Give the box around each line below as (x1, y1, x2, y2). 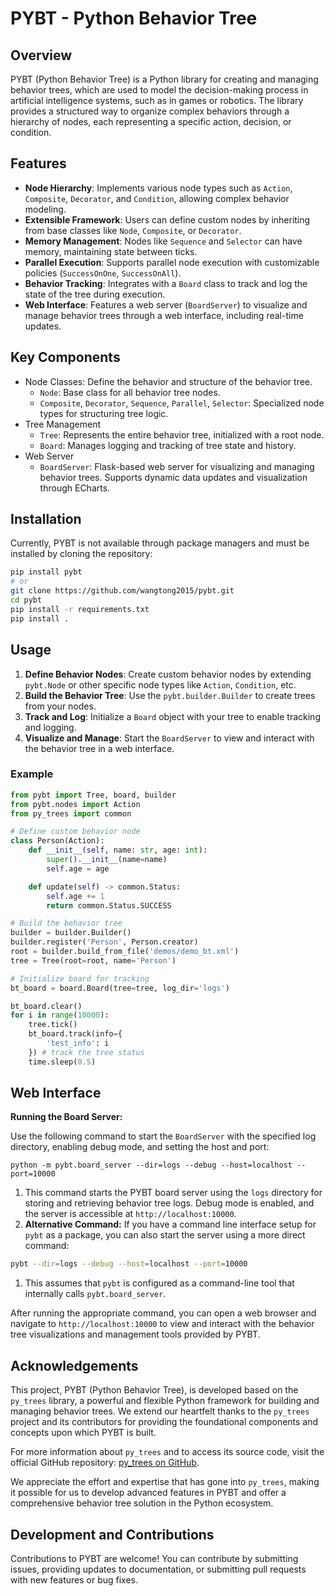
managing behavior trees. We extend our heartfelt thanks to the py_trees (10, 1405, 310, 1417)
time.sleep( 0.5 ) (28, 1057, 97, 1067)
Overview (10, 47, 73, 64)
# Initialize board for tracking (10, 973, 150, 984)
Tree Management (24, 418, 102, 430)
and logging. (24, 721, 77, 733)
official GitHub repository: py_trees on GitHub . (10, 1457, 200, 1469)
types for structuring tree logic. (39, 407, 169, 419)
